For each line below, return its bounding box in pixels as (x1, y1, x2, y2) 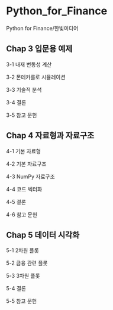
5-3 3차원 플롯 (6, 272, 40, 280)
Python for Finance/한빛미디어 (6, 24, 79, 32)
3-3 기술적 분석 (6, 86, 42, 93)
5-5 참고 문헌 (6, 297, 37, 305)
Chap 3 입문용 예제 (6, 44, 73, 54)
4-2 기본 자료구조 (6, 160, 47, 168)
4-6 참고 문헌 (6, 210, 37, 218)
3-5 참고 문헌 (6, 111, 37, 119)
